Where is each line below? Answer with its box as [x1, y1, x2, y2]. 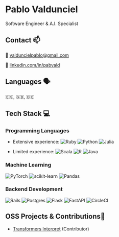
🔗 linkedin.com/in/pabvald [5, 62, 60, 68]
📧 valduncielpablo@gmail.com [5, 52, 69, 58]
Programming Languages [5, 127, 70, 134]
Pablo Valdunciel [5, 4, 78, 15]
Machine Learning [5, 161, 52, 169]
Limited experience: [12, 149, 55, 155]
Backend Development [5, 185, 63, 193]
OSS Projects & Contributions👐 [5, 212, 105, 221]
